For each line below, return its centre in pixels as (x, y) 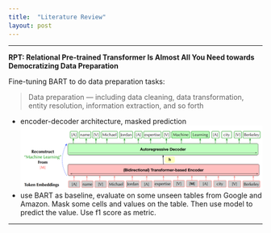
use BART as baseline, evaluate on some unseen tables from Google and (141, 195)
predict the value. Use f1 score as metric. (88, 212)
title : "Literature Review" (57, 17)
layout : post (30, 25)
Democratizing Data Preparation (63, 65)
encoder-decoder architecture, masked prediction (103, 121)
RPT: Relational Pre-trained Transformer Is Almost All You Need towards (131, 57)
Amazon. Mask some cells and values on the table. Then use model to (136, 204)
